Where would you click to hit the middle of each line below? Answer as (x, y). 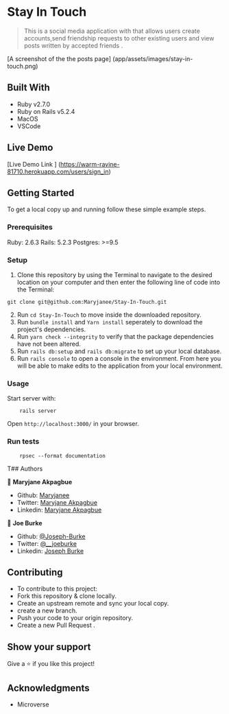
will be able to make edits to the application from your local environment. (120, 366)
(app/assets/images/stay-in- (153, 58)
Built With (28, 87)
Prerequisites (30, 227)
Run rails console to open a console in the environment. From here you (119, 358)
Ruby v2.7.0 (34, 104)
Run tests (23, 442)
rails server (38, 411)
